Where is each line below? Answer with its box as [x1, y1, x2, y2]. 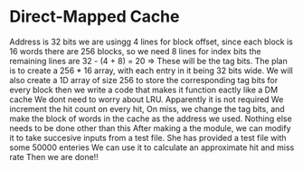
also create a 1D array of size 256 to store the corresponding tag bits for [9, 74, 279, 85]
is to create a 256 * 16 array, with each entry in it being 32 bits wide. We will [9, 65, 294, 76]
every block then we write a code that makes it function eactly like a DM [9, 84, 279, 95]
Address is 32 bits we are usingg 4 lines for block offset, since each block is [9, 36, 294, 47]
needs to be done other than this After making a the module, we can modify [9, 122, 291, 133]
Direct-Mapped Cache [9, 6, 180, 27]
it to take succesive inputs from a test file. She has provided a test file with [9, 132, 287, 143]
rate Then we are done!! [9, 151, 99, 162]
